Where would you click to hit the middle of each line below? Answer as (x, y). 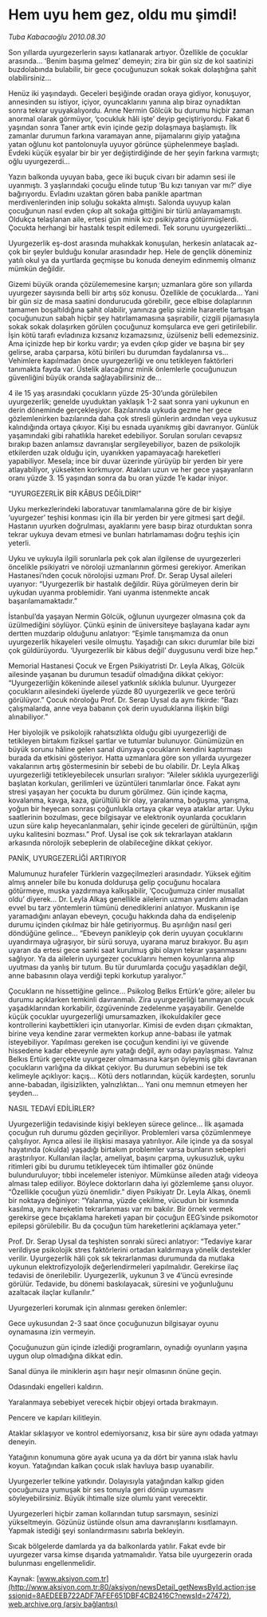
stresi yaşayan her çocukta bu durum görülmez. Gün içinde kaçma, (118, 791)
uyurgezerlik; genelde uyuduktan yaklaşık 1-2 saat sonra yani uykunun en (129, 401)
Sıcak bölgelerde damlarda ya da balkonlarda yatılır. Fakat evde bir (117, 1546)
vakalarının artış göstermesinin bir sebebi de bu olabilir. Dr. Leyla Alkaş (124, 766)
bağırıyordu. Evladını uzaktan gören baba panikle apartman (105, 193)
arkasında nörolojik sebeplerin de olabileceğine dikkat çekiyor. (110, 842)
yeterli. (20, 543)
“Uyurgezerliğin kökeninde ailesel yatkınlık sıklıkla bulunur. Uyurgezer (122, 683)
